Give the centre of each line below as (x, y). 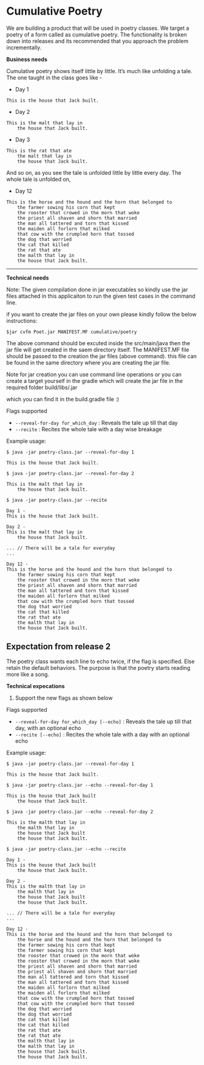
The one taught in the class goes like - (54, 77)
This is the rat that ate (39, 150)
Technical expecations (36, 686)
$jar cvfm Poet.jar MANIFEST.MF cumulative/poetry (72, 332)
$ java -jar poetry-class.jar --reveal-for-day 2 (70, 473)
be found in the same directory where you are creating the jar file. (89, 362)
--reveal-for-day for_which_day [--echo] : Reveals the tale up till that (103, 721)
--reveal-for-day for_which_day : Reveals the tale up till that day (96, 423)
